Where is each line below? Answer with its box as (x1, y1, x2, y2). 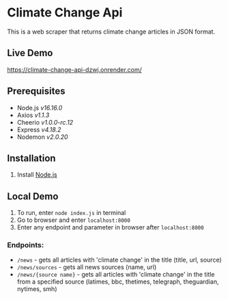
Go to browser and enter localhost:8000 (16, 216, 131, 224)
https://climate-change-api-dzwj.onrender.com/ (7, 65, 142, 73)
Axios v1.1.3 (16, 111, 50, 119)
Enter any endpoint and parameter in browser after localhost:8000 (16, 223, 204, 232)
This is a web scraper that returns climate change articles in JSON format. (7, 27, 216, 36)
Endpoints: (7, 240, 44, 250)
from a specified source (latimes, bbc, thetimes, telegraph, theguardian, (16, 277, 219, 286)
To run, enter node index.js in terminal (16, 209, 126, 217)
